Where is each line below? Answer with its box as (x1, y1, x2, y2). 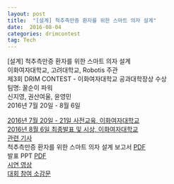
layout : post (7, 10, 46, 18)
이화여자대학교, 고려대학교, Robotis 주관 (7, 66, 118, 74)
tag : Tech (7, 37, 37, 44)
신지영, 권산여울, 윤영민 (7, 93, 72, 101)
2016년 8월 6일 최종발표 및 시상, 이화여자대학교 (7, 125, 139, 134)
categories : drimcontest (7, 30, 81, 38)
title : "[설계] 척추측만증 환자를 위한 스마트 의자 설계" (7, 17, 157, 24)
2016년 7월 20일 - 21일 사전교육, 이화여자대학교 (7, 116, 140, 125)
